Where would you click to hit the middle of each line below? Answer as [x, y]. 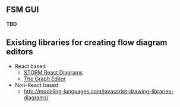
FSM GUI [23, 10]
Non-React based [36, 85]
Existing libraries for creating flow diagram [87, 43]
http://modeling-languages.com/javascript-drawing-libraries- [99, 91]
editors [20, 52]
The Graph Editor [45, 79]
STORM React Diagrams [53, 72]
